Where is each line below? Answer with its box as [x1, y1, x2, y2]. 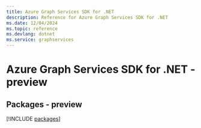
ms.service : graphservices [6, 37, 74, 43]
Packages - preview [6, 99, 82, 109]
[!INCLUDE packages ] [6, 115, 61, 122]
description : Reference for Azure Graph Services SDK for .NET [6, 14, 169, 20]
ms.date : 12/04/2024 [6, 20, 58, 26]
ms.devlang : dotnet [6, 31, 55, 37]
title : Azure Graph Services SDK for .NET [6, 8, 114, 15]
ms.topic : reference [6, 25, 58, 32]
